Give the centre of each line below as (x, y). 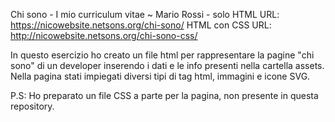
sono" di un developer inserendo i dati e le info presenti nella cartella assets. (167, 65)
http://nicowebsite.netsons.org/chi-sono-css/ (104, 35)
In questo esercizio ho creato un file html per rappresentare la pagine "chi (162, 55)
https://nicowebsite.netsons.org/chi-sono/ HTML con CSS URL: (141, 25)
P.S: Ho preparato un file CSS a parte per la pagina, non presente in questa (164, 95)
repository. (32, 106)
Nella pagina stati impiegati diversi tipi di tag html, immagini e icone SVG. (160, 76)
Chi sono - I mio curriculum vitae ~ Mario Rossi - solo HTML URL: (145, 14)
